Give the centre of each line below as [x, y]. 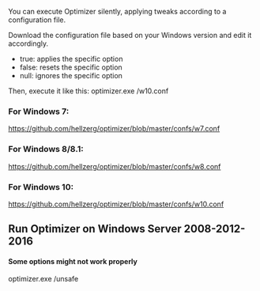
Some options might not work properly [73, 261]
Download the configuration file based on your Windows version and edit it [130, 35]
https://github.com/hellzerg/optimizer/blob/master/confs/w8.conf [115, 166]
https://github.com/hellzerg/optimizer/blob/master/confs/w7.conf [114, 129]
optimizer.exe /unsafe [43, 279]
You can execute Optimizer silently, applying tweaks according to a [117, 11]
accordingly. [28, 43]
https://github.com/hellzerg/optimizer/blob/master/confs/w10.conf [116, 204]
